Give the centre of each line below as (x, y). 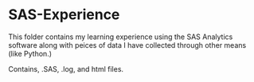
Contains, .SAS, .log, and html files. (66, 68)
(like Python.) (30, 53)
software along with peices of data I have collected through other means (127, 45)
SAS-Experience (64, 15)
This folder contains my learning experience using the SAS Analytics (121, 37)
